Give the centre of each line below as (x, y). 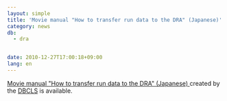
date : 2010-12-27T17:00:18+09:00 (55, 58)
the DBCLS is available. (40, 91)
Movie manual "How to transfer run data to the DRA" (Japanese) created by (114, 83)
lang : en (20, 64)
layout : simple (29, 13)
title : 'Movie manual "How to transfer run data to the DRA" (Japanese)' (115, 20)
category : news (29, 26)
